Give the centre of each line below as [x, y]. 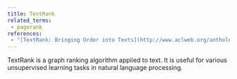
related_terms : [30, 20]
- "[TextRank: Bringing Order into [62, 40]
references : [25, 34]
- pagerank [26, 27]
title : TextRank [31, 14]
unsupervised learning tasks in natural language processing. [95, 68]
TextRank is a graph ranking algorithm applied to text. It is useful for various [117, 60]
